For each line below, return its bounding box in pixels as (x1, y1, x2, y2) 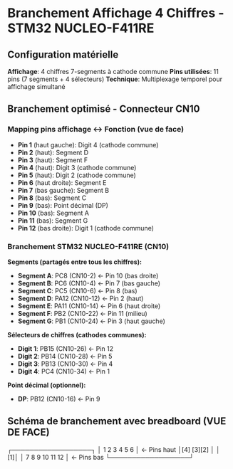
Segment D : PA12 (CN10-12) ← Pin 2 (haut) (17, 294, 144, 302)
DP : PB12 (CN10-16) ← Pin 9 (17, 394, 101, 403)
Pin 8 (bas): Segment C (17, 194, 87, 202)
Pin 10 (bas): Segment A (17, 209, 89, 217)
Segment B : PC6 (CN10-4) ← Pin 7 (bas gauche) (17, 279, 161, 288)
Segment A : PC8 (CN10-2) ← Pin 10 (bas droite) (17, 271, 159, 280)
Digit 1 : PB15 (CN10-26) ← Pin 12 (17, 344, 114, 353)
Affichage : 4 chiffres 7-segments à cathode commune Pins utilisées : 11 (7, 68, 219, 75)
